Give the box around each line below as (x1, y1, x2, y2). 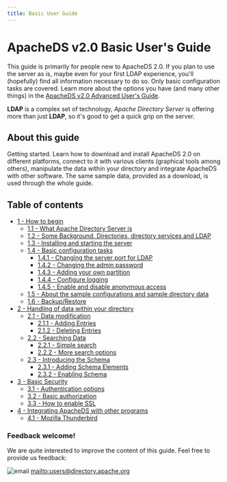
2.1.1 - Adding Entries (37, 320, 96, 328)
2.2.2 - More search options (37, 348, 117, 357)
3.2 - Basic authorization (27, 392, 97, 400)
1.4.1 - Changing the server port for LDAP (37, 254, 153, 262)
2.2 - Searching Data (27, 334, 87, 342)
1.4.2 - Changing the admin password (37, 261, 144, 269)
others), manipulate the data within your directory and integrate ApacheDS (7, 165, 217, 173)
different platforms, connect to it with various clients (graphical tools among (7, 157, 221, 165)
